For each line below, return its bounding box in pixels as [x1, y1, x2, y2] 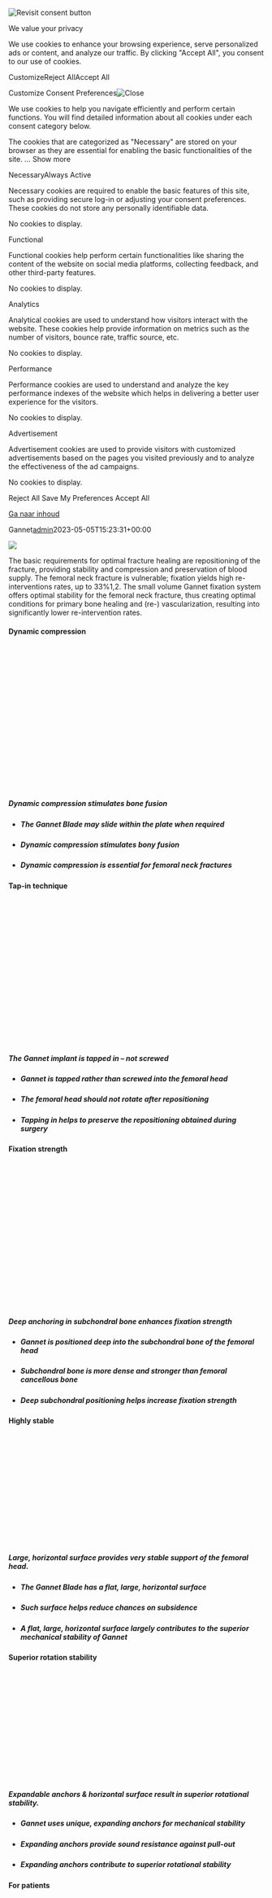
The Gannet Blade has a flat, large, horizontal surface [19, 1582, 207, 1592]
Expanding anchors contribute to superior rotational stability [19, 1860, 231, 1870]
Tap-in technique [8, 880, 68, 891]
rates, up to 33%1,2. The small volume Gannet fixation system [54, 582, 261, 591]
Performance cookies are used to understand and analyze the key [8, 379, 230, 389]
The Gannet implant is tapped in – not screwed [8, 1053, 169, 1063]
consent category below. [8, 121, 92, 130]
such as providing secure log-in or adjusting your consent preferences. [8, 195, 247, 204]
